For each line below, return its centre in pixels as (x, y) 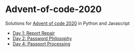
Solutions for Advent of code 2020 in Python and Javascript (67, 23)
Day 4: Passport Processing (41, 43)
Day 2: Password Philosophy (42, 38)
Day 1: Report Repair (34, 33)
